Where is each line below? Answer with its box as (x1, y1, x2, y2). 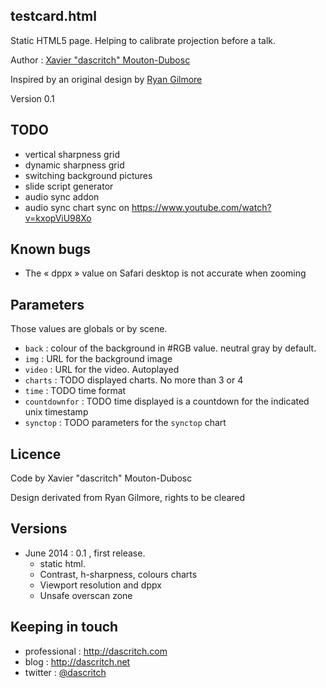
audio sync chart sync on (24, 201, 130, 213)
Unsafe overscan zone (39, 589, 133, 601)
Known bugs (10, 241, 92, 258)
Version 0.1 (10, 92, 55, 104)
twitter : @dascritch (24, 666, 107, 678)
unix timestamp (24, 406, 89, 418)
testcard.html (10, 8, 97, 25)
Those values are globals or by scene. (10, 323, 168, 335)
